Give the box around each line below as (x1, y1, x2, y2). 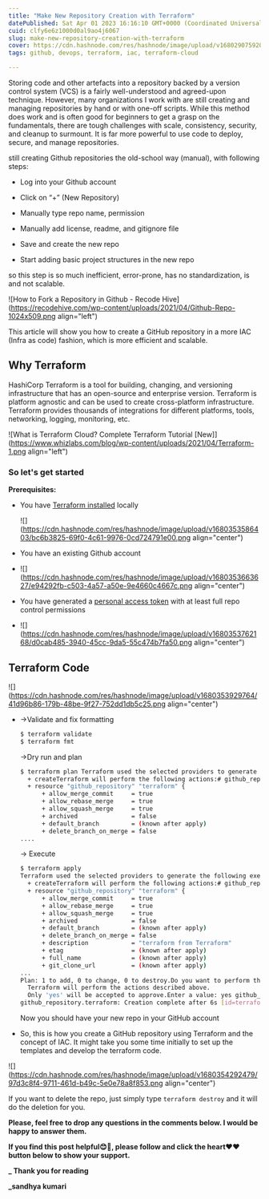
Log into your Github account (19, 177, 117, 187)
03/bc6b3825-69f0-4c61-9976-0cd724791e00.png (19, 533, 191, 543)
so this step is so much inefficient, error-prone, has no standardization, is (8, 270, 250, 280)
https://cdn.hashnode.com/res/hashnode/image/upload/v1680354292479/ (10, 1070, 258, 1080)
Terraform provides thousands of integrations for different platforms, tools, (8, 406, 255, 415)
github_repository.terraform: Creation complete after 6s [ (19, 999, 225, 1007)
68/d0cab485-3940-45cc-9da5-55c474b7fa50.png (19, 638, 193, 648)
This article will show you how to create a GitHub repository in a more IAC (8, 327, 251, 337)
